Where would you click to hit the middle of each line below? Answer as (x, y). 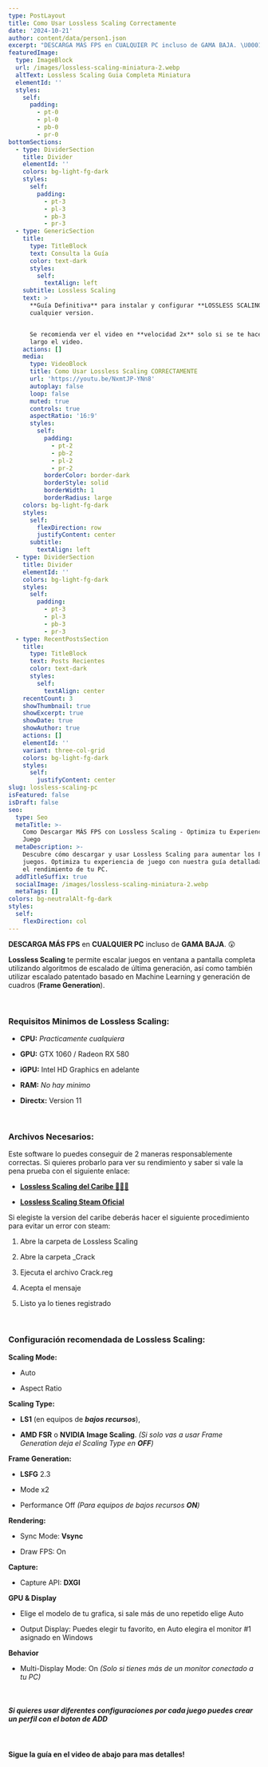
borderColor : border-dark (87, 476)
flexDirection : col (55, 921)
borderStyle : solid (76, 483)
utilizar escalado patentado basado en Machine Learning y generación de (129, 977)
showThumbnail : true (57, 706)
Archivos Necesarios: (51, 1136)
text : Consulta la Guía (69, 253)
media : (33, 356)
